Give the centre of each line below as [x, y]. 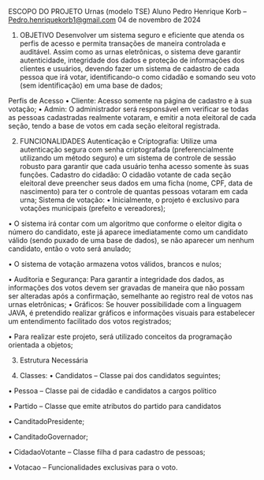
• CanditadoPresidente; [46, 421]
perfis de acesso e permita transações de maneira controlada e [123, 43]
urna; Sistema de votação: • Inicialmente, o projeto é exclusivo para [129, 200]
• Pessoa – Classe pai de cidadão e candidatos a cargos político [112, 391]
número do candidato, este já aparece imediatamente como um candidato [128, 232]
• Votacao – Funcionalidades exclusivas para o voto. [93, 467]
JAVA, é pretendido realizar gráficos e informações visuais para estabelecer [132, 313]
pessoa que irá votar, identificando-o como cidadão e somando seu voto [138, 77]
